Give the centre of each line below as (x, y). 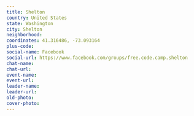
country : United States (37, 18)
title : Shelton (26, 12)
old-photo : (20, 98)
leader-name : (23, 87)
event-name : (21, 75)
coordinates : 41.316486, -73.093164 (53, 41)
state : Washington (30, 23)
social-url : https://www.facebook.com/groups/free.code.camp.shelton (97, 58)
